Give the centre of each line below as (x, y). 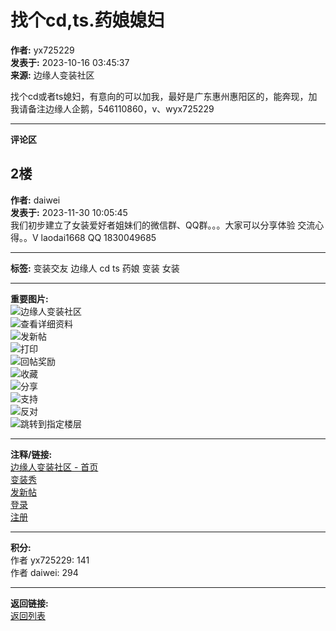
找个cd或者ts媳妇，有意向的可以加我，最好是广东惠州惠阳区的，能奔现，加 (164, 96)
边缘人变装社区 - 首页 (54, 467)
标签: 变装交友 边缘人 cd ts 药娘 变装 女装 (95, 268)
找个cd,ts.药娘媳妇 (87, 20)
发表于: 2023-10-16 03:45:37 (70, 62)
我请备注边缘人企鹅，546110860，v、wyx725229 (112, 108)
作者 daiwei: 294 (44, 572)
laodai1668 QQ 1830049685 (98, 237)
